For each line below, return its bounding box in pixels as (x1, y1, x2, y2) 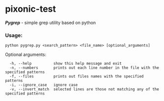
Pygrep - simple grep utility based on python (5, 20, 96, 25)
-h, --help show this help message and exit (9, 61, 122, 66)
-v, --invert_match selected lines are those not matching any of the (9, 87, 160, 92)
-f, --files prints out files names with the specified (9, 74, 144, 79)
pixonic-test (5, 3, 56, 15)
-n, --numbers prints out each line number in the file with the (9, 65, 160, 71)
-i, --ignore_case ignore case (9, 82, 78, 88)
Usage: (5, 32, 23, 39)
